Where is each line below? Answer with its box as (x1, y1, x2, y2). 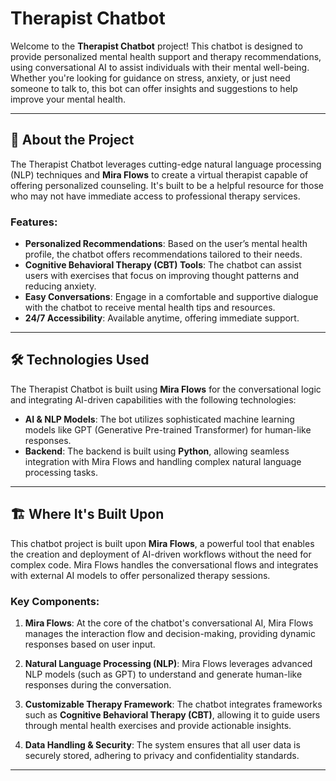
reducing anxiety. (24, 280, 97, 292)
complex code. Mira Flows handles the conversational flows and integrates (10, 558, 319, 571)
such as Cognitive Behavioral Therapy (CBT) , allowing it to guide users (24, 708, 321, 721)
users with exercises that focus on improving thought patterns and (24, 270, 300, 282)
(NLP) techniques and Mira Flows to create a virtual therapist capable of (10, 168, 309, 181)
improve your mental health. (10, 93, 127, 105)
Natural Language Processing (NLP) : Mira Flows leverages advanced (24, 657, 313, 669)
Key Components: (10, 594, 100, 608)
